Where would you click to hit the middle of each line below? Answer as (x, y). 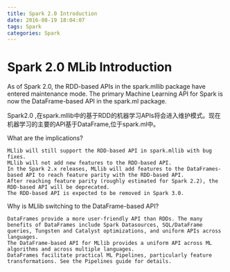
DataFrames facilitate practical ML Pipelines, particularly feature (110, 255)
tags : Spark (24, 26)
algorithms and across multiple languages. (71, 249)
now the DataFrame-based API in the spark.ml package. (87, 101)
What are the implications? (45, 138)
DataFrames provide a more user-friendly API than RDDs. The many (105, 219)
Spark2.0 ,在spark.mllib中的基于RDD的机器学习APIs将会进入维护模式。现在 (114, 116)
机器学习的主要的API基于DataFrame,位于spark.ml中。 (83, 124)
